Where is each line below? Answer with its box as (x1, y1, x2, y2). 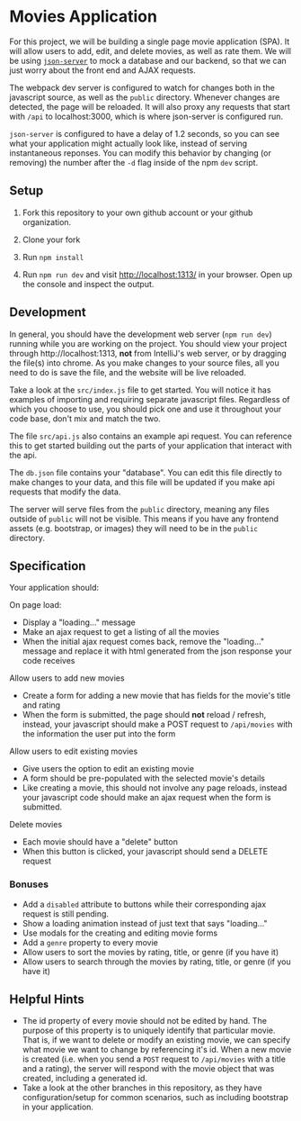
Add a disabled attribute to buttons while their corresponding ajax (22, 899, 267, 909)
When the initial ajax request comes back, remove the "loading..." (22, 637, 265, 647)
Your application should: (9, 583, 100, 593)
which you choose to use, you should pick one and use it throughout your (9, 403, 281, 414)
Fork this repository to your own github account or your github (22, 207, 253, 218)
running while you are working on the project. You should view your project (9, 338, 288, 348)
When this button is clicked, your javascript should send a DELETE (22, 846, 268, 857)
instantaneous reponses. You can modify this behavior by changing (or (9, 147, 271, 158)
